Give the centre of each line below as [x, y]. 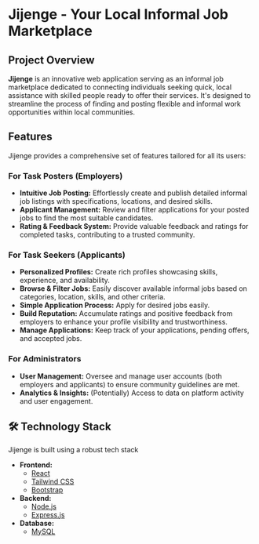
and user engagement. [56, 401]
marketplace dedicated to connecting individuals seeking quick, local [120, 87]
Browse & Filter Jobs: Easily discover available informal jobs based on [133, 288]
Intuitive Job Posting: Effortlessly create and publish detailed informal [133, 193]
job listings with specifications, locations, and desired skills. [116, 201]
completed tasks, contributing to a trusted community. [107, 235]
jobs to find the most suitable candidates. [86, 218]
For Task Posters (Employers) [66, 176]
